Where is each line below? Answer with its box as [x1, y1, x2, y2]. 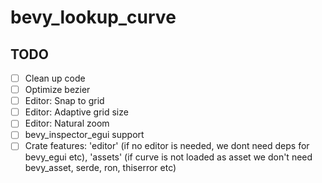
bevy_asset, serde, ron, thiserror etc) [24, 162, 177, 174]
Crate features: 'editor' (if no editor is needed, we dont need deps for [24, 140, 310, 152]
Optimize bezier [24, 84, 91, 96]
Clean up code [24, 72, 86, 84]
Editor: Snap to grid [24, 95, 105, 107]
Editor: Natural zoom [24, 117, 110, 130]
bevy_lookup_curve [10, 6, 177, 29]
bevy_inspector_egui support [24, 129, 145, 141]
